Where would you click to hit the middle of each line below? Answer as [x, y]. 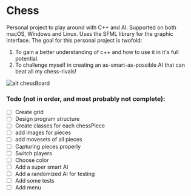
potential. [27, 58]
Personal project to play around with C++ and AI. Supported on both [92, 27]
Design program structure [47, 119]
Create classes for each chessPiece [60, 126]
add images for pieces [43, 133]
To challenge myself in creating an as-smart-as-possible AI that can [100, 65]
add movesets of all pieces [49, 140]
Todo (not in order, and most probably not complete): [86, 99]
